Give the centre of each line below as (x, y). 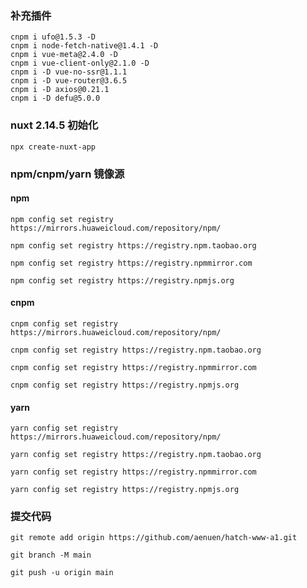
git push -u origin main (62, 573)
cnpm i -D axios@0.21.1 (60, 90)
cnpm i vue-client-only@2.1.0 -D (80, 63)
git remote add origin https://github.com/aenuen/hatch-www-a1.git (154, 538)
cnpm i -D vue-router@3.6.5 (69, 81)
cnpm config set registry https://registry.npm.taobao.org (136, 350)
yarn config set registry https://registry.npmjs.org (125, 490)
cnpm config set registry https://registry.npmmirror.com (133, 367)
